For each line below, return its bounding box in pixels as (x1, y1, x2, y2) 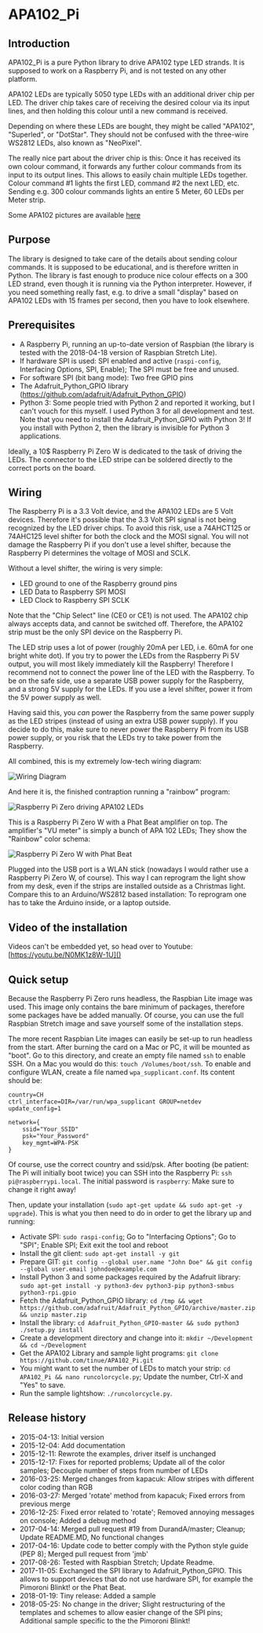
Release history (8, 1411, 86, 1425)
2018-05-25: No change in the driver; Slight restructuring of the (19, 1599, 225, 1609)
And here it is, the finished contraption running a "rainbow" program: (8, 787, 230, 797)
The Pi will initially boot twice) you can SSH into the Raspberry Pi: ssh (8, 1169, 232, 1178)
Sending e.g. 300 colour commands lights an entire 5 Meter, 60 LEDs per (8, 187, 245, 196)
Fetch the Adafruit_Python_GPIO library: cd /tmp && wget (19, 1296, 203, 1305)
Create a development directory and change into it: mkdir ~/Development (19, 1334, 254, 1343)
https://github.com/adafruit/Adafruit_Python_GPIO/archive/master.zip (19, 1305, 256, 1312)
